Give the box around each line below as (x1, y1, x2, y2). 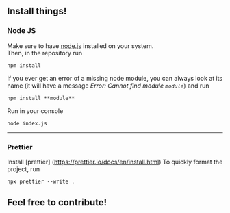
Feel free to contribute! (7, 197, 107, 208)
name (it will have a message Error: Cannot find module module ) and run (7, 82, 209, 90)
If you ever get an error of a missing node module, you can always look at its (7, 74, 223, 82)
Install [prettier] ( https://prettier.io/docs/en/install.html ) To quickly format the (7, 158, 223, 166)
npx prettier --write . (7, 178, 75, 185)
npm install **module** (7, 95, 75, 101)
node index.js (7, 120, 48, 127)
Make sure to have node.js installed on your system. (7, 41, 154, 50)
